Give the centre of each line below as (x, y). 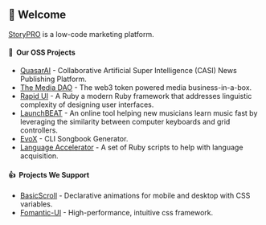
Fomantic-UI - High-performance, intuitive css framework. (117, 213)
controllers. (39, 130)
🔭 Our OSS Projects (42, 52)
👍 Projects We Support (49, 174)
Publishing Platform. (53, 79)
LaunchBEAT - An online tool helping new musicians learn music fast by (139, 113)
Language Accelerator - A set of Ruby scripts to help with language (131, 147)
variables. (36, 204)
